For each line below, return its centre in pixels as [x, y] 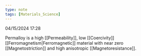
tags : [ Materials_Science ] [33, 14]
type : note [16, 10]
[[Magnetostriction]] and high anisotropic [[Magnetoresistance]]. [71, 48]
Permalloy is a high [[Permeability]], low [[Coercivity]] [60, 38]
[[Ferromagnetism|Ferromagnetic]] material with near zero [64, 43]
